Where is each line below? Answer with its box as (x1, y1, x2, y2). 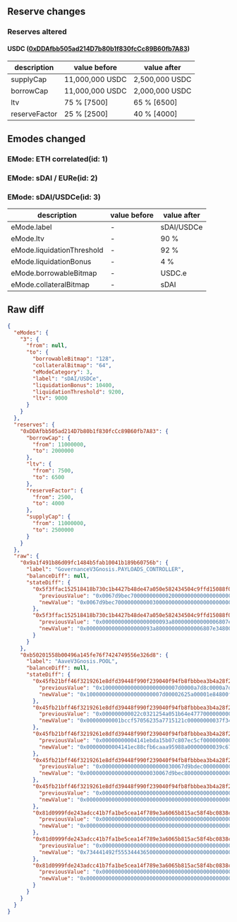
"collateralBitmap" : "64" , (32, 362, 112, 369)
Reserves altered (7, 27, 67, 37)
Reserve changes (7, 6, 86, 18)
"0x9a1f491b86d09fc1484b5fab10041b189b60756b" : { (20, 559, 169, 567)
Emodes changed (7, 132, 86, 144)
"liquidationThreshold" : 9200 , (32, 388, 125, 396)
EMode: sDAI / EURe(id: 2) (7, 173, 98, 183)
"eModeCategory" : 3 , (32, 368, 93, 376)
